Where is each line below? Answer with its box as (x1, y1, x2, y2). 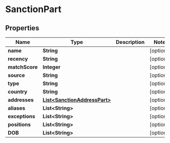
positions (8, 121, 31, 128)
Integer (42, 64, 61, 70)
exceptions (8, 113, 35, 120)
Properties (5, 24, 39, 32)
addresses (8, 97, 34, 103)
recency (8, 56, 28, 62)
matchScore (8, 64, 38, 70)
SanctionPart (5, 4, 62, 15)
